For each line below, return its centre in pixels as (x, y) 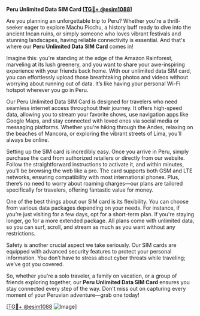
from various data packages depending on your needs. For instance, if (93, 208)
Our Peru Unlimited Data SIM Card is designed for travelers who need (92, 102)
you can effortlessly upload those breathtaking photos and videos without (97, 77)
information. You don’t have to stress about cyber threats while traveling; (96, 258)
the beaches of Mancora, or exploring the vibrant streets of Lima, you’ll (94, 133)
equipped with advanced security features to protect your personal (89, 251)
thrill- (174, 21)
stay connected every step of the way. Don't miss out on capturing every (96, 289)
